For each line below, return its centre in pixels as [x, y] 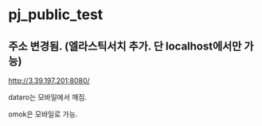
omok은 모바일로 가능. [43, 114]
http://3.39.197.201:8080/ [49, 81]
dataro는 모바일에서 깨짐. [48, 97]
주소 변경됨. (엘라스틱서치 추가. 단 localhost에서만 [125, 46]
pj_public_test [56, 15]
